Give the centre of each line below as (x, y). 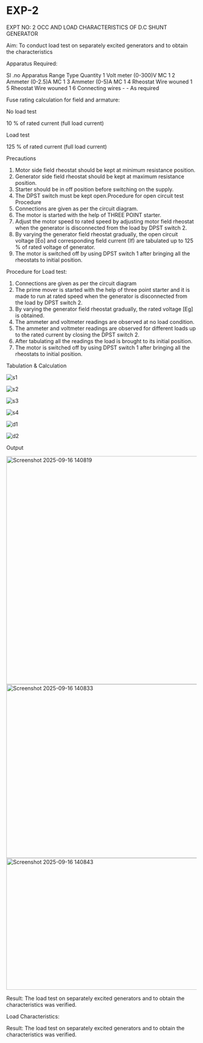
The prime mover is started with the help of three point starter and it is (102, 289)
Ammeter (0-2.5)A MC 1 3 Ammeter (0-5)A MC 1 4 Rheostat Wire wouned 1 (99, 82)
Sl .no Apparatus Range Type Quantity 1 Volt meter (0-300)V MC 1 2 (91, 75)
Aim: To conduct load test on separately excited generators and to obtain (97, 45)
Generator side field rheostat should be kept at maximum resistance (99, 176)
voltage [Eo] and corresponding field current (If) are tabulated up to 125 (104, 241)
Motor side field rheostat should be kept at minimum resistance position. (105, 170)
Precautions (21, 158)
